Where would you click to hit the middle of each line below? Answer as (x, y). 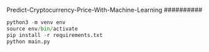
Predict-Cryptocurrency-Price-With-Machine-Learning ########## (104, 10)
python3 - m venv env (36, 23)
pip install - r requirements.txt (55, 35)
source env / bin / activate (42, 29)
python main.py (28, 41)
